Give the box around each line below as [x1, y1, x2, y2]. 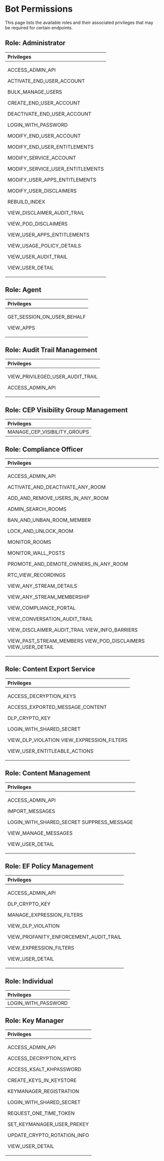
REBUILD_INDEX [7, 198, 45, 205]
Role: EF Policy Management [5, 862, 94, 871]
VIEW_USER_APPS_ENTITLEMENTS [7, 231, 90, 238]
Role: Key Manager [5, 1016, 64, 1025]
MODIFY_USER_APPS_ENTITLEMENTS [7, 176, 97, 183]
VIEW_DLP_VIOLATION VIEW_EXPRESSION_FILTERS [7, 736, 128, 743]
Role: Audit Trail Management [5, 346, 98, 354]
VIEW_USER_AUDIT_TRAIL [7, 253, 68, 260]
